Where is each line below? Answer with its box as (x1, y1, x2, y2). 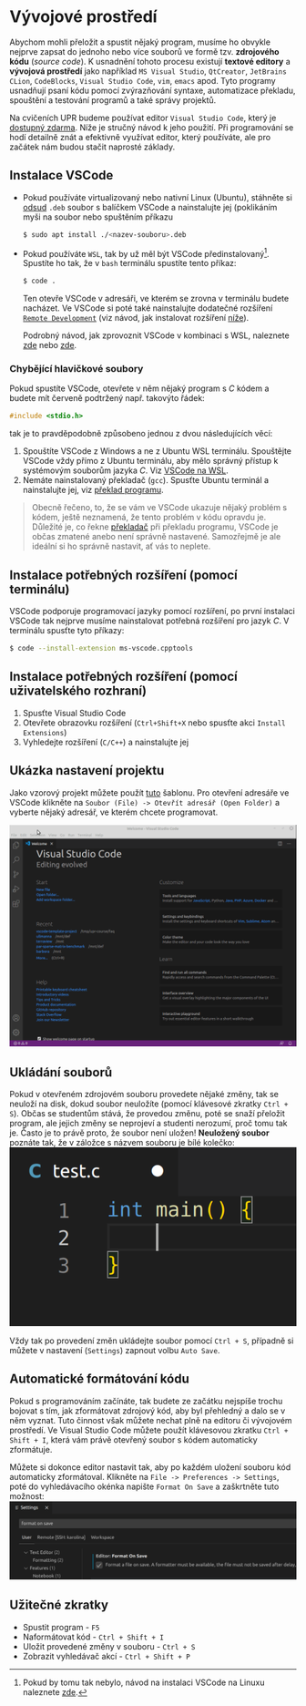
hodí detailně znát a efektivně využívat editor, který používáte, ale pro (9, 131, 271, 142)
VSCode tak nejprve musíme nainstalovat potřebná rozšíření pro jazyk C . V (9, 615, 290, 626)
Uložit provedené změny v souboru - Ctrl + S (22, 1640, 196, 1651)
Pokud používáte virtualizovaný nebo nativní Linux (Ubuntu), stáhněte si (22, 191, 293, 202)
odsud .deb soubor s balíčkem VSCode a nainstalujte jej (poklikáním (22, 201, 278, 212)
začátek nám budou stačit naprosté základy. (9, 141, 176, 152)
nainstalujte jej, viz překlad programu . (22, 485, 164, 496)
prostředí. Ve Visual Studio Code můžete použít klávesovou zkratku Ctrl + (9, 1424, 289, 1435)
